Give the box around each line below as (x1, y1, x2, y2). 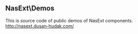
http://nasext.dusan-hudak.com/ (5, 23, 74, 29)
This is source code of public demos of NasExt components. (5, 17, 133, 23)
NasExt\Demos (5, 4, 55, 13)
